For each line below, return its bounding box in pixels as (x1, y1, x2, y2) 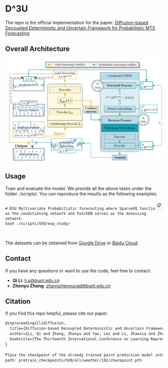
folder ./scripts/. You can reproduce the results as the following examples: (5, 191, 157, 197)
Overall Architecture (5, 45, 70, 53)
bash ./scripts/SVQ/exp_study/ (5, 221, 70, 226)
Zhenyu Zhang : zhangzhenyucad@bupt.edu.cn (12, 282, 111, 288)
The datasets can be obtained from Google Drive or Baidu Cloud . (5, 240, 139, 246)
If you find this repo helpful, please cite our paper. (5, 310, 108, 316)
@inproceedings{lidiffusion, (5, 321, 66, 326)
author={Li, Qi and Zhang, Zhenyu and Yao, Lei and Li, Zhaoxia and (9, 331, 155, 336)
